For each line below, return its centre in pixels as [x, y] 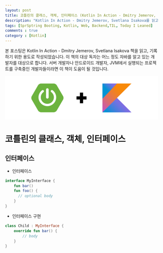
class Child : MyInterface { [34, 226]
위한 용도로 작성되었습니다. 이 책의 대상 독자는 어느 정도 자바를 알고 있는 [82, 57]
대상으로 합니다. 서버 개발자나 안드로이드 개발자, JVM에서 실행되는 [81, 63]
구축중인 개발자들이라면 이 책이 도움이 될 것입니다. [61, 69]
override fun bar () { [35, 231]
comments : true [21, 31]
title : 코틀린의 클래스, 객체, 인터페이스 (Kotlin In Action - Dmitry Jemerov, [81, 15]
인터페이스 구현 [26, 216]
